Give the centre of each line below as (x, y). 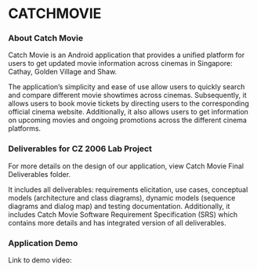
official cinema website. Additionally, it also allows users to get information (128, 112)
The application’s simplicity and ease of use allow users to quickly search (127, 87)
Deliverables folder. (40, 174)
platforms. (25, 128)
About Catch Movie (46, 38)
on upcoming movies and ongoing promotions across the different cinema (127, 120)
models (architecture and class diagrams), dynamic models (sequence (122, 197)
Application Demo (43, 243)
